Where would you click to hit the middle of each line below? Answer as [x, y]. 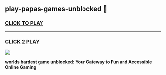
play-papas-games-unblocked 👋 [56, 9]
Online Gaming [21, 67]
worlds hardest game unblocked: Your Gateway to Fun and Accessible [79, 62]
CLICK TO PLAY [24, 23]
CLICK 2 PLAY [22, 41]
